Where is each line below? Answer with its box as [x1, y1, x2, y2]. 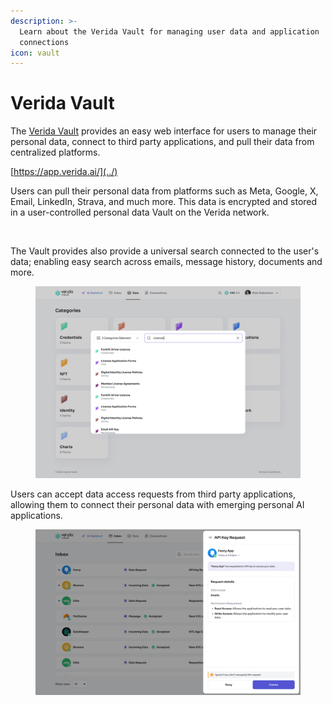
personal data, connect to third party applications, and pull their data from [10, 136, 315, 148]
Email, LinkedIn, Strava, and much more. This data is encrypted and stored [10, 196, 318, 208]
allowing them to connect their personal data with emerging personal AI [10, 498, 305, 510]
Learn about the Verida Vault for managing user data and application [19, 26, 320, 37]
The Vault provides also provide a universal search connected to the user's [10, 245, 320, 257]
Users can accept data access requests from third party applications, [10, 488, 297, 500]
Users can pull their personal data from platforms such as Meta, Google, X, [10, 185, 319, 197]
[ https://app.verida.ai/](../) [10, 166, 118, 178]
